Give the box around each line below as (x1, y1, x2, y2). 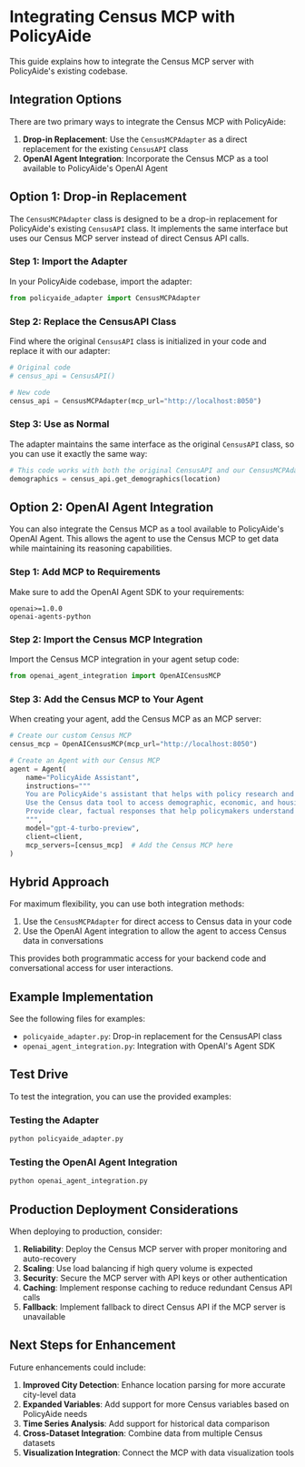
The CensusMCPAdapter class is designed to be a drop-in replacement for (9, 213, 279, 224)
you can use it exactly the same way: (9, 448, 148, 459)
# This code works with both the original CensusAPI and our (9, 466, 246, 475)
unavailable (22, 1311, 66, 1321)
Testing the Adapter (9, 1113, 100, 1126)
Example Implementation (9, 989, 154, 1005)
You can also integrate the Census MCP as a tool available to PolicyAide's (9, 523, 284, 534)
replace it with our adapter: (9, 346, 111, 357)
